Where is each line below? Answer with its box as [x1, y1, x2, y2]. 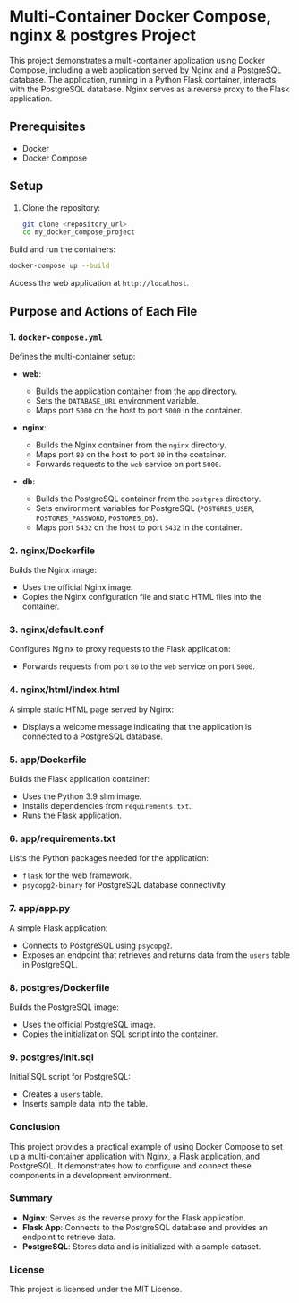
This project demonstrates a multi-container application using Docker [9, 55, 266, 65]
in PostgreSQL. [21, 959, 78, 969]
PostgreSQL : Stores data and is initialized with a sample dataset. [21, 1240, 261, 1252]
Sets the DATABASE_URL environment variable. [35, 395, 200, 405]
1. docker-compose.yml [9, 330, 103, 343]
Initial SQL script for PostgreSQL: [9, 1072, 132, 1082]
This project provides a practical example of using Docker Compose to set [9, 1141, 284, 1151]
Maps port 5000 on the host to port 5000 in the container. [35, 404, 243, 415]
